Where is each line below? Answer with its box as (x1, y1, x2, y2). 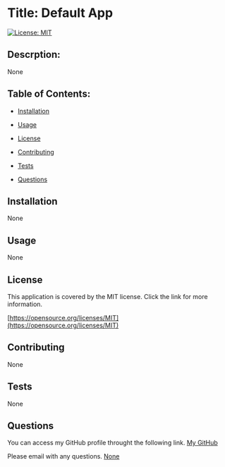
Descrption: (7, 49, 61, 61)
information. (7, 300, 43, 308)
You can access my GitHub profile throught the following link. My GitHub (7, 439, 219, 447)
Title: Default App (7, 5, 114, 21)
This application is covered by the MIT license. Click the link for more (7, 293, 208, 301)
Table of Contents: (7, 88, 91, 100)
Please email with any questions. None (7, 452, 120, 461)
